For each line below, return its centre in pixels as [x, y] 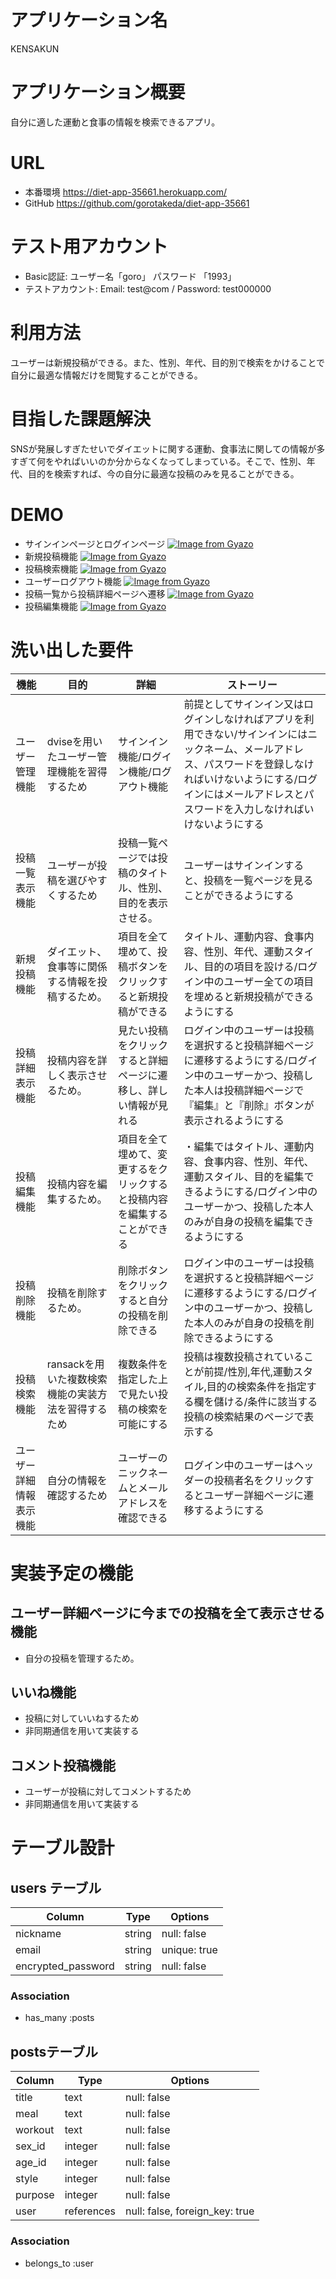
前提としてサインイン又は [244, 704]
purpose [35, 2195]
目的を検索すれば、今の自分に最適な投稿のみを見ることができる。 [163, 473]
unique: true [189, 1950]
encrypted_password [65, 1966]
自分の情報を [77, 1480]
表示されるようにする [234, 1120]
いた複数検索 [77, 1379]
